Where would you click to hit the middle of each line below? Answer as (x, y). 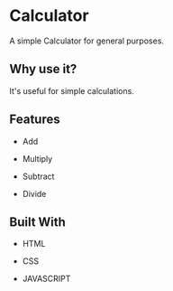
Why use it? (43, 69)
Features (35, 120)
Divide (34, 193)
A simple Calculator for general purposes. (87, 41)
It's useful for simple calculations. (72, 90)
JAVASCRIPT (46, 279)
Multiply (37, 158)
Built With (37, 222)
